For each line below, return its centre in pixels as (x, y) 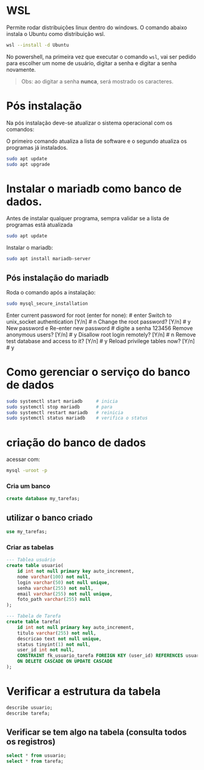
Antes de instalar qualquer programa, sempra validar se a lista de (88, 218)
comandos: (20, 129)
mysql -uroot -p (27, 471)
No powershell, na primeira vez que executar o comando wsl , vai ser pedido (101, 57)
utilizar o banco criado (49, 518)
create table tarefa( (34, 622)
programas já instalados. (37, 147)
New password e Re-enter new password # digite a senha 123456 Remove (100, 328)
